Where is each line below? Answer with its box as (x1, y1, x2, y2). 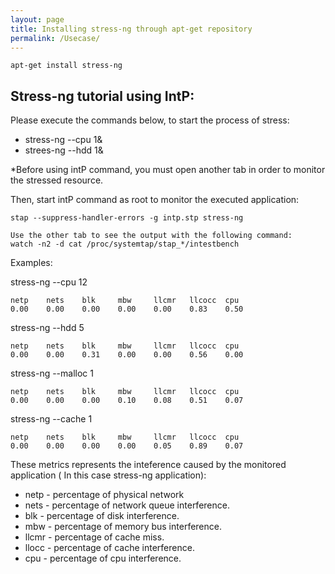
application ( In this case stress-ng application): (10, 469, 207, 481)
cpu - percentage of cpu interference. (24, 552, 182, 565)
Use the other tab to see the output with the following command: (10, 231, 293, 241)
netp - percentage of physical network (24, 489, 185, 501)
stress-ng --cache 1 (10, 413, 93, 425)
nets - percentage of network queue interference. (24, 499, 230, 511)
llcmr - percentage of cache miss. (24, 531, 165, 543)
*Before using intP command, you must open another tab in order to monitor (10, 164, 326, 176)
